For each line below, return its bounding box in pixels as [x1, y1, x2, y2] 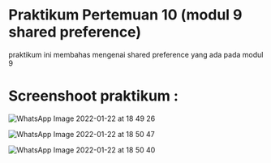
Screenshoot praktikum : [8, 87, 179, 105]
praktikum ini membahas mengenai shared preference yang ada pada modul [8, 49, 264, 59]
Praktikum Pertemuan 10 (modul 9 [8, 6, 243, 24]
